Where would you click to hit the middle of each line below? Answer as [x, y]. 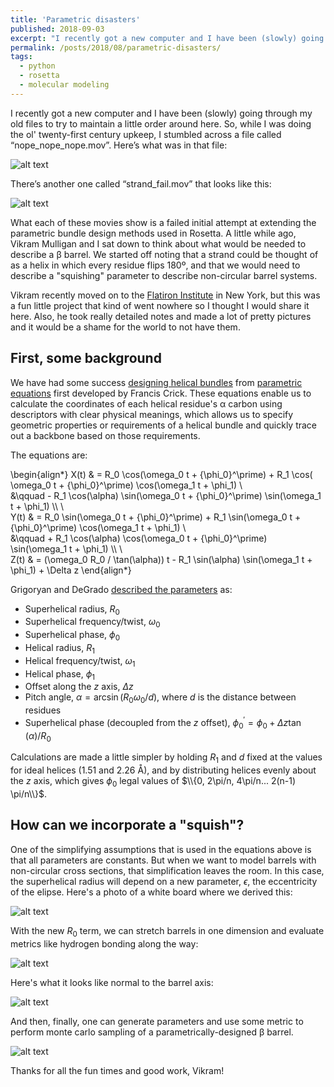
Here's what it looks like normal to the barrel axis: [112, 982]
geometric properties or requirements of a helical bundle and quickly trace [164, 425]
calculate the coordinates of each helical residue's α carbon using [146, 403]
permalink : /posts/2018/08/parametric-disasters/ [116, 47]
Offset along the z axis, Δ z [79, 687]
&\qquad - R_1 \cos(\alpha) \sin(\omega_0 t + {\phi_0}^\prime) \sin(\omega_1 [166, 495]
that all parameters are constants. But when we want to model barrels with [163, 860]
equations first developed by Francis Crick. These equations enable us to [161, 393]
